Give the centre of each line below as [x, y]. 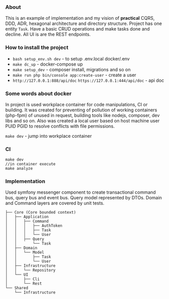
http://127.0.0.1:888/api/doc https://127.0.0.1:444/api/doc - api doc [88, 80]
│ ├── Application [27, 217]
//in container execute [31, 164]
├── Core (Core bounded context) [41, 213]
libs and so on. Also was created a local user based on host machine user [82, 121]
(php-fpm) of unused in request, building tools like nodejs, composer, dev [82, 115]
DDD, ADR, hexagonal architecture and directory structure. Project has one [83, 23]
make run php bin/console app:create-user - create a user [74, 75]
